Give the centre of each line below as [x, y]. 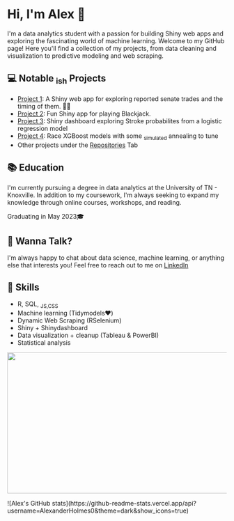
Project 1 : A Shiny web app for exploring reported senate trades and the [120, 99]
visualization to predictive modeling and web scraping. [85, 56]
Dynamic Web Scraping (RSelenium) [69, 320]
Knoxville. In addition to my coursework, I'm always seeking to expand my [113, 195]
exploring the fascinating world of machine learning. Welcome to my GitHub [116, 40]
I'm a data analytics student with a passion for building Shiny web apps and [116, 33]
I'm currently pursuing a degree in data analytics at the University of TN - [112, 188]
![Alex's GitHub [29, 503]
